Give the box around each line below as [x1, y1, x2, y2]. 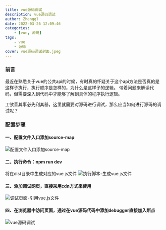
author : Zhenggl [5, 16, 39, 21]
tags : [5, 35, 16, 40]
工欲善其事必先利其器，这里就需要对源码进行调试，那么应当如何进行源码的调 [5, 101, 162, 107]
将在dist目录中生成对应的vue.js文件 [5, 171, 77, 177]
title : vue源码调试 [5, 7, 43, 12]
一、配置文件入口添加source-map [5, 135, 75, 141]
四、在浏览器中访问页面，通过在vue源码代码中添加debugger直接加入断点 [5, 207, 155, 213]
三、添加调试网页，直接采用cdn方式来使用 [5, 183, 92, 189]
